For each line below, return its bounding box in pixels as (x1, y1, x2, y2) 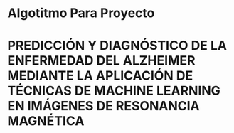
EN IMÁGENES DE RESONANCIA (7, 98, 201, 115)
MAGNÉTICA (7, 113, 85, 129)
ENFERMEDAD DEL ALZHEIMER (7, 53, 196, 69)
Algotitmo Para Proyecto (7, 5, 155, 21)
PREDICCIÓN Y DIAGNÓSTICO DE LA (7, 38, 228, 54)
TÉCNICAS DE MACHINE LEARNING (7, 83, 220, 99)
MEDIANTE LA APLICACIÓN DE (7, 68, 193, 84)
